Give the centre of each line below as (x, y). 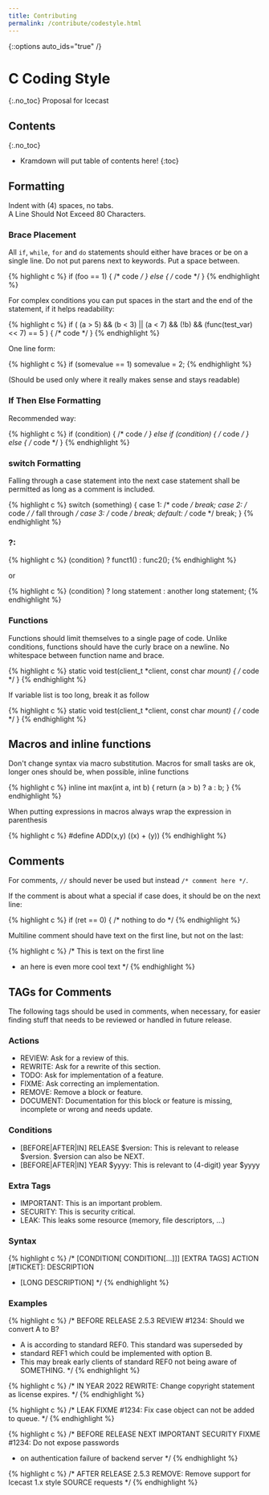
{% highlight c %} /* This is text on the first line (86, 951)
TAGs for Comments (60, 992)
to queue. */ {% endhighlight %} (61, 1419)
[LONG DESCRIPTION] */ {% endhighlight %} (94, 1283)
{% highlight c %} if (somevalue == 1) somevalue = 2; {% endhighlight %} (130, 364)
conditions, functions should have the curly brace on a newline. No (119, 647)
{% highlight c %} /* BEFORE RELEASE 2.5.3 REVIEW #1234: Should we (126, 1321)
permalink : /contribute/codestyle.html (75, 23)
